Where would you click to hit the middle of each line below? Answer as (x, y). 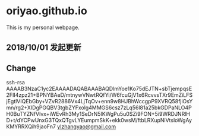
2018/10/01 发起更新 (44, 48)
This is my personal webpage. (43, 27)
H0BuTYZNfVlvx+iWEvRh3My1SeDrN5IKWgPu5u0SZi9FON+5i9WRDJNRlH (98, 114)
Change (21, 68)
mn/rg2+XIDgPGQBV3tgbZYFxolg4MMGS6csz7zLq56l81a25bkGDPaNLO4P (99, 107)
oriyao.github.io (47, 11)
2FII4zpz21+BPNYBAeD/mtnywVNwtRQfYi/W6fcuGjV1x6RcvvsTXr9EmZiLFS (99, 95)
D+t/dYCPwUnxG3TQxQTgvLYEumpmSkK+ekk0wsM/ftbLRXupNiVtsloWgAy (99, 121)
